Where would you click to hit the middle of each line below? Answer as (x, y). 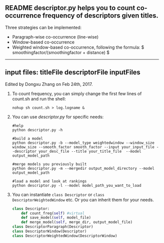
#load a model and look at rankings (49, 181)
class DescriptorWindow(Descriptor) (49, 231)
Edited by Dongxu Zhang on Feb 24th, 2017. (49, 84)
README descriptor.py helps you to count (70, 8)
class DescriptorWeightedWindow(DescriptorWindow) (65, 236)
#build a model (28, 139)
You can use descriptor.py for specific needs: (58, 117)
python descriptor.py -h (37, 130)
